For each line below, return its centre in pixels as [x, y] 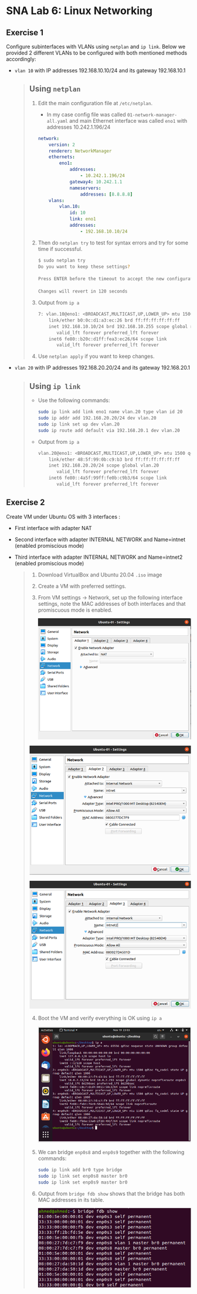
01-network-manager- [152, 115]
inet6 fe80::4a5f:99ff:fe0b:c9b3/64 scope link [108, 478]
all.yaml [57, 121]
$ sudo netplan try [62, 260]
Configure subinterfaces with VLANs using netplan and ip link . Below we [96, 46]
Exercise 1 [25, 33]
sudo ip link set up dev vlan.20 [79, 424]
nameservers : [85, 188]
